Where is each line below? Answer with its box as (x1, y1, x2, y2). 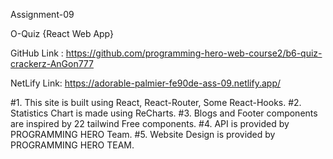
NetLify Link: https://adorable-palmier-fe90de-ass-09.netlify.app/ (10, 77, 282, 89)
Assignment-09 (10, 9, 75, 20)
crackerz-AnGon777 (10, 58, 94, 69)
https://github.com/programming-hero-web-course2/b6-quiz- (65, 47, 323, 59)
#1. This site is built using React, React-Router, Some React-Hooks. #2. (10, 97, 302, 108)
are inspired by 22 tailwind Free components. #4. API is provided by (10, 118, 290, 129)
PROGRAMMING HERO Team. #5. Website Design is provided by (10, 129, 276, 140)
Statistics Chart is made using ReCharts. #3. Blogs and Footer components (10, 107, 318, 119)
